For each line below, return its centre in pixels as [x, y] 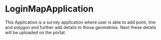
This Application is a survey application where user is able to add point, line [80, 22]
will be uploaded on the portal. [36, 32]
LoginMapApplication [49, 9]
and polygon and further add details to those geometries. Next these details [81, 27]
